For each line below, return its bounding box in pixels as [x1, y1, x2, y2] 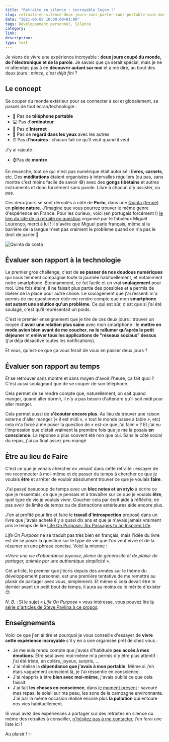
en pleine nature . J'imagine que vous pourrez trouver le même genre [5, 205, 149, 211]
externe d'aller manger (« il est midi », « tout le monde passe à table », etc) [5, 416, 161, 423]
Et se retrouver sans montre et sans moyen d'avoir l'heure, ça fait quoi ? [5, 375, 154, 381]
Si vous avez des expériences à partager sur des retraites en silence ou [5, 710, 154, 716]
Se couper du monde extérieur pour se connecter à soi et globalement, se [5, 98, 158, 104]
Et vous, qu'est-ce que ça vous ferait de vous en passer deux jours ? [5, 348, 148, 354]
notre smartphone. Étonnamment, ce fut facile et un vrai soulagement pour [5, 280, 161, 286]
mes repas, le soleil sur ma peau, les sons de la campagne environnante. [12, 690, 163, 696]
